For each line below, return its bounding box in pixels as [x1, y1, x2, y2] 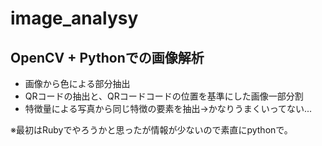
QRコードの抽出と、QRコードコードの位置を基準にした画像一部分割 [24, 90, 304, 102]
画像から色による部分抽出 [24, 78, 131, 89]
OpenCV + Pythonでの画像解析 [10, 49, 205, 66]
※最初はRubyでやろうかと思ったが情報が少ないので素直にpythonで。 [10, 124, 293, 136]
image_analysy [10, 7, 139, 30]
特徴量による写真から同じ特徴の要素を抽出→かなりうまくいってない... [24, 103, 313, 114]
